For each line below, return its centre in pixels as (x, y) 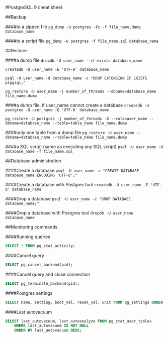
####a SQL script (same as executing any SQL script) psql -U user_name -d (84, 147)
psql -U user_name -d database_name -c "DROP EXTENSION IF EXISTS (76, 78)
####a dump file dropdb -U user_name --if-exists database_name (74, 60)
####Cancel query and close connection (48, 274)
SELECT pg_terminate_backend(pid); (43, 283)
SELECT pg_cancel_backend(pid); (39, 265)
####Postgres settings (29, 293)
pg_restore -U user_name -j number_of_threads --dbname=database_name (81, 91)
